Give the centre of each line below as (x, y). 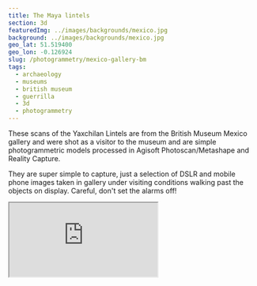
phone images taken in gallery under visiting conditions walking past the (126, 182)
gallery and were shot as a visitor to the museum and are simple (112, 142)
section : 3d (28, 23)
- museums (31, 81)
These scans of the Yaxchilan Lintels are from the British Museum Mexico (128, 134)
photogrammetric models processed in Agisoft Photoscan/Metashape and (129, 150)
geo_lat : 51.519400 (40, 45)
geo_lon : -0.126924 (40, 52)
